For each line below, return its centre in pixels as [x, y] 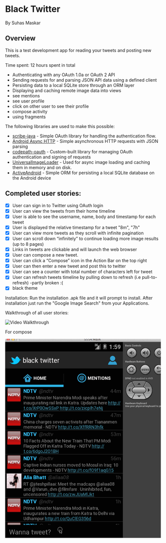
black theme [25, 288]
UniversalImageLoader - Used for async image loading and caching [81, 162]
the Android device [32, 178]
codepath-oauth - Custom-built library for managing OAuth [72, 151]
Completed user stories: [43, 194]
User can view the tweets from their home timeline [63, 211]
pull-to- [149, 277]
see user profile [28, 101]
